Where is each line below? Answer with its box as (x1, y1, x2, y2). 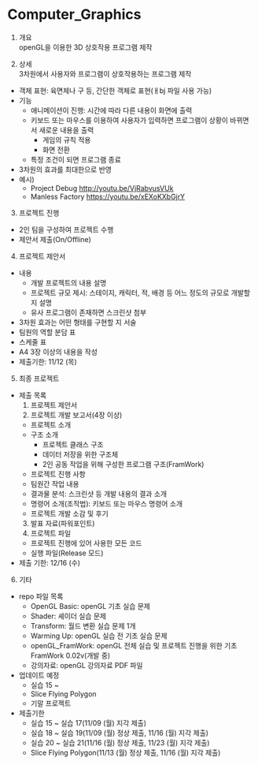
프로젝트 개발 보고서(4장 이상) (30, 410, 123, 420)
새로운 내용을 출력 (39, 125, 94, 135)
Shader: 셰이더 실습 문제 (30, 611, 107, 621)
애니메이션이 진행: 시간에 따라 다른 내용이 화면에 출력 (30, 105, 193, 115)
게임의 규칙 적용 (42, 135, 91, 144)
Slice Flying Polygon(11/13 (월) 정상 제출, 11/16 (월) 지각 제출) (30, 748, 221, 757)
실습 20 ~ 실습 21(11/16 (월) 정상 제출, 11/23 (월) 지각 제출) (30, 737, 210, 747)
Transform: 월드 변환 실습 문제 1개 (30, 621, 136, 630)
